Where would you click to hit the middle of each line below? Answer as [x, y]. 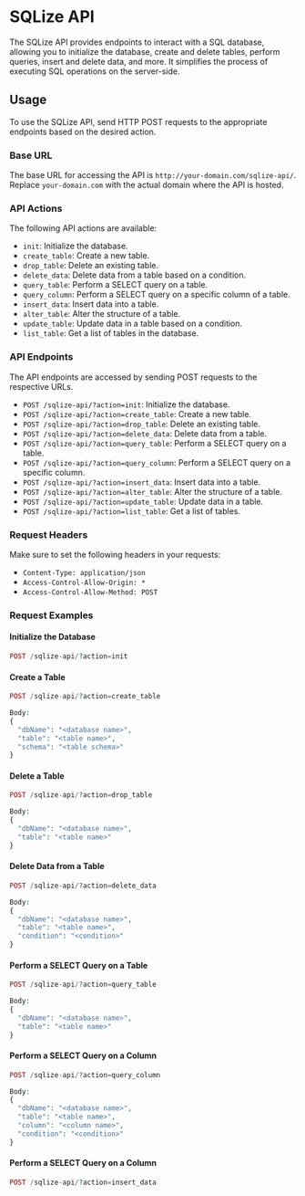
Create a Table [37, 677]
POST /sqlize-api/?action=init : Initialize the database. [126, 404]
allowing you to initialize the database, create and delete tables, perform [145, 51]
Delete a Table [37, 776]
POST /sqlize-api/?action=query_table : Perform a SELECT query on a [154, 443]
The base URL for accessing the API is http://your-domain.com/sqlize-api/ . [153, 175]
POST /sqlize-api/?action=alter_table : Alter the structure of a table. [152, 491]
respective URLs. [41, 386]
